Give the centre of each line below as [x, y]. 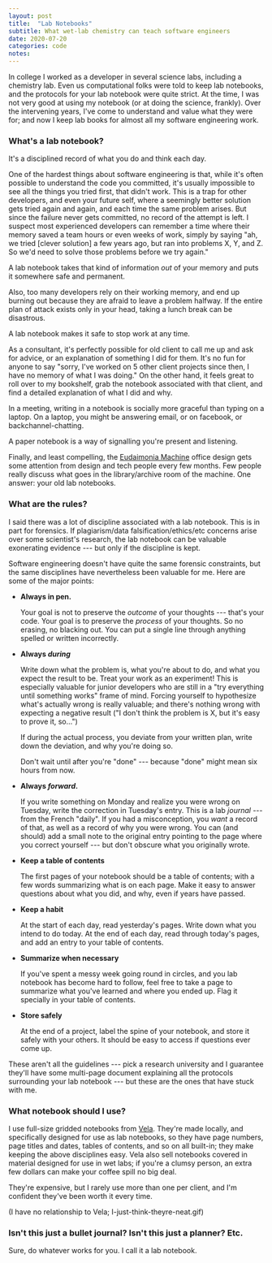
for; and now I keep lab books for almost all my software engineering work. [134, 120]
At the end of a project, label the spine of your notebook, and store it [135, 1031]
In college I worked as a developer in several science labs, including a [125, 77]
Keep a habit [42, 909]
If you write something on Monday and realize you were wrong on [130, 802]
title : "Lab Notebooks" [50, 24]
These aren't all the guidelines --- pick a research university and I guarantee [136, 1064]
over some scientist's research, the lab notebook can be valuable [118, 539]
